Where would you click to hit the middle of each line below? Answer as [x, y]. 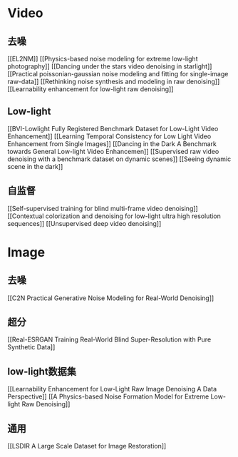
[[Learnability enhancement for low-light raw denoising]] [90, 89]
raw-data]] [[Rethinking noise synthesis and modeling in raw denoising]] [114, 81]
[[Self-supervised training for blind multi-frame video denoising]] [103, 208]
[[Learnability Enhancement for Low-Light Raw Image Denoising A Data [112, 389]
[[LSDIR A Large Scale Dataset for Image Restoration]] [87, 446]
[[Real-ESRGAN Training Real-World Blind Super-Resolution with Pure [109, 339]
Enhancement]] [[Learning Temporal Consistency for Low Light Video [109, 136]
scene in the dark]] [35, 166]
